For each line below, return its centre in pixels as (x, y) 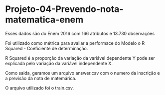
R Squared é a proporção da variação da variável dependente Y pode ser (80, 58)
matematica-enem (44, 20)
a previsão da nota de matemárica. (41, 78)
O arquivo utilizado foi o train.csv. (40, 88)
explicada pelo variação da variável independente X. (59, 63)
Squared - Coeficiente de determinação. (47, 48)
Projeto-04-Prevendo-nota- (64, 9)
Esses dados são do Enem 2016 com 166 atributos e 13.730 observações (80, 33)
